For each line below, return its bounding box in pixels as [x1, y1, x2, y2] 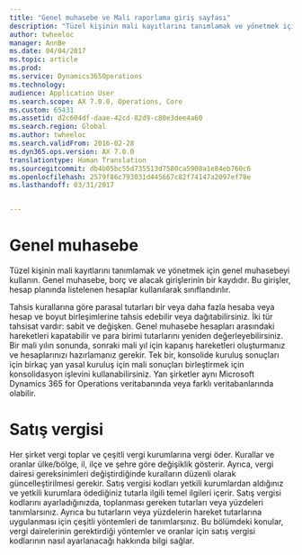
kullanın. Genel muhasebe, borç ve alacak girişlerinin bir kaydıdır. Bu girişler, [9, 275, 291, 286]
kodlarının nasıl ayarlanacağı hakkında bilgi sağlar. [9, 535, 195, 546]
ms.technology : [9, 80, 67, 89]
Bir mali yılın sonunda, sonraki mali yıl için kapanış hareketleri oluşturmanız [9, 340, 286, 351]
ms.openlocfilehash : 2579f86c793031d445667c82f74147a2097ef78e [9, 172, 252, 181]
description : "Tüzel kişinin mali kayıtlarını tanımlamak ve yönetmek [9, 22, 280, 31]
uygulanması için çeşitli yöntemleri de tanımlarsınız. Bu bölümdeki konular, [9, 516, 284, 527]
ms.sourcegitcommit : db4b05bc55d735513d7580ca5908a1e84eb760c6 [9, 164, 252, 173]
